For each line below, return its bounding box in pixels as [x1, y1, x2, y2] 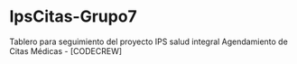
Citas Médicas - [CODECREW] [9, 45, 123, 56]
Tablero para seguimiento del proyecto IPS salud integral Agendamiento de [9, 36, 289, 47]
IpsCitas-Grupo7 [9, 6, 137, 27]
